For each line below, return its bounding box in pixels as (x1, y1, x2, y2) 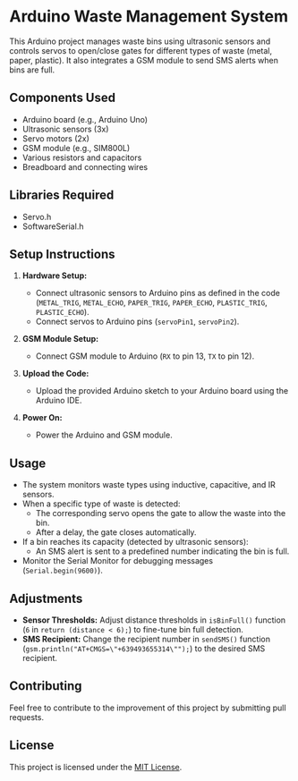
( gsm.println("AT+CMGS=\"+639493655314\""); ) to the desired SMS (21, 643, 266, 654)
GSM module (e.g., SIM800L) (21, 142, 131, 153)
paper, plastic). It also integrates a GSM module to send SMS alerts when (9, 55, 279, 65)
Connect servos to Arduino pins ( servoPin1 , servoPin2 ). (35, 316, 240, 327)
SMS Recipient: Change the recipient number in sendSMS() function (21, 633, 271, 644)
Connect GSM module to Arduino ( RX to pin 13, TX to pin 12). (35, 351, 255, 361)
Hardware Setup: (21, 270, 88, 281)
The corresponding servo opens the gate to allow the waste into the (35, 508, 286, 519)
